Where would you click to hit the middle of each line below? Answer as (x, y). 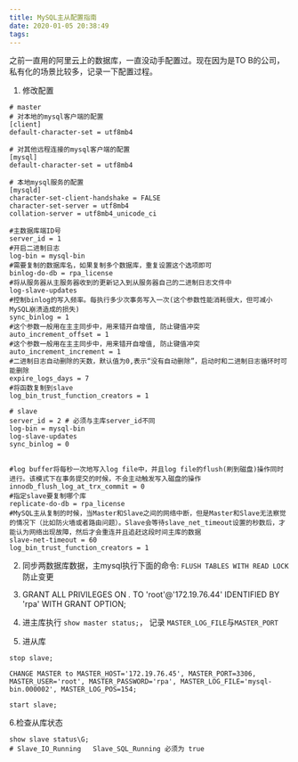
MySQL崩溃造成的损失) (44, 310)
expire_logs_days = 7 (49, 379)
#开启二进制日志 (35, 249)
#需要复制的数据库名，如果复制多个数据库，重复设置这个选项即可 (110, 266)
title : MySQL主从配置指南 (53, 17)
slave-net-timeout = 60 (53, 540)
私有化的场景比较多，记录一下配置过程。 (83, 71)
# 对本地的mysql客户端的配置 (56, 117)
